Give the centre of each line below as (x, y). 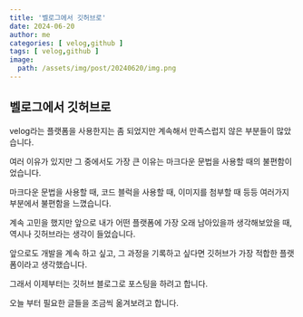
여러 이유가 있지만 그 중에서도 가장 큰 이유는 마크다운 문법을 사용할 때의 (135, 161)
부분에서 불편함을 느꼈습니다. (60, 203)
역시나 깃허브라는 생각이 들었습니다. (73, 234)
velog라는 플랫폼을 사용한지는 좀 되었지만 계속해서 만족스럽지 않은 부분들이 (142, 130)
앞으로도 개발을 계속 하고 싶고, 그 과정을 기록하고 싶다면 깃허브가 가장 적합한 (144, 253)
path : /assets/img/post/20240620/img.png (97, 69)
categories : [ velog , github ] (67, 43)
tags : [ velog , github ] (54, 52)
